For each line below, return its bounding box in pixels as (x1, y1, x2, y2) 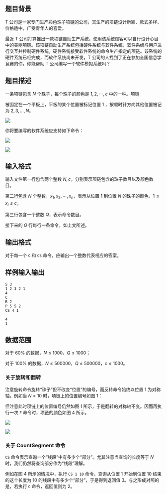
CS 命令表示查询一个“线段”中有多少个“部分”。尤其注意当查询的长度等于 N (5, 454, 154, 460)
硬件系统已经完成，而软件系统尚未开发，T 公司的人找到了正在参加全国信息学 (5, 54, 162, 60)
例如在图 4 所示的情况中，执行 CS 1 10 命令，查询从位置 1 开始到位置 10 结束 (5, 471, 162, 477)
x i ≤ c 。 (5, 200, 21, 208)
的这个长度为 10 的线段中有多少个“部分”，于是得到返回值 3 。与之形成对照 (5, 477, 155, 483)
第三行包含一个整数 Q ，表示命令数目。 (5, 212, 84, 218)
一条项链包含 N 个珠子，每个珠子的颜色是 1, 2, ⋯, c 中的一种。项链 (5, 91, 140, 97)
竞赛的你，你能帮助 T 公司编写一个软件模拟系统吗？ (5, 60, 111, 66)
